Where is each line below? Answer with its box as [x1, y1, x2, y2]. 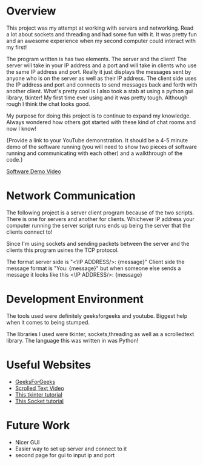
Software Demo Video [6, 168, 62, 175]
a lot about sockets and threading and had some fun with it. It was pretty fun [6, 30, 197, 38]
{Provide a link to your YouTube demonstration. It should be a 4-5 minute [6, 136, 188, 143]
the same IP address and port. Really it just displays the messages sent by [6, 68, 191, 75]
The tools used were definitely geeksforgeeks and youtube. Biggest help [6, 312, 188, 319]
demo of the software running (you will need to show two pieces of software [6, 143, 198, 150]
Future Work [6, 418, 70, 432]
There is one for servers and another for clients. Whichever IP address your [6, 215, 195, 222]
